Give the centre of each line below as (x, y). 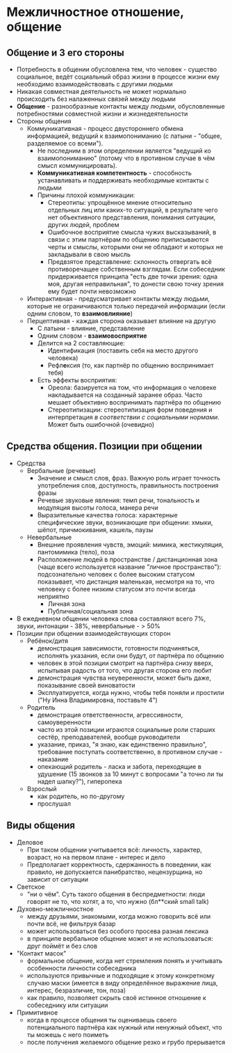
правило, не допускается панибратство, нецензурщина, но (115, 872)
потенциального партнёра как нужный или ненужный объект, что (125, 1027)
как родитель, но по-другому (81, 796)
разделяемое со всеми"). (65, 143)
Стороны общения (44, 121)
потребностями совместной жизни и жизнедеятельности (102, 114)
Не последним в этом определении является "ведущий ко (124, 151)
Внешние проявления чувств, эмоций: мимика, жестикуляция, (130, 545)
